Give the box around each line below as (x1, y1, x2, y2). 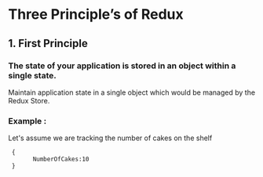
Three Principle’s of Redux (8, 5, 184, 23)
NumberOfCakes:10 (32, 155, 89, 164)
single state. (8, 70, 57, 81)
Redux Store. (8, 96, 50, 105)
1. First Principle (8, 37, 88, 50)
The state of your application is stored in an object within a (8, 60, 236, 71)
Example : (8, 115, 47, 126)
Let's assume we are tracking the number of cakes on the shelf (8, 133, 213, 143)
